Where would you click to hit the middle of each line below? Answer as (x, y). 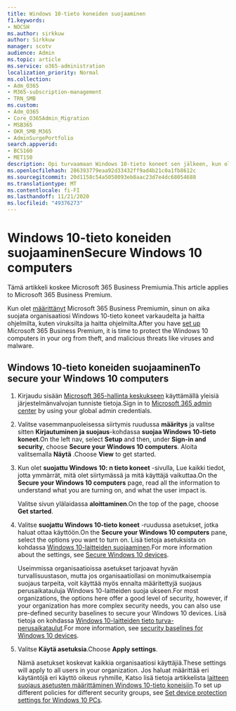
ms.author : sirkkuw (36, 33)
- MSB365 (20, 125)
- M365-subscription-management (54, 92)
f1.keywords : (26, 20)
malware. (21, 346)
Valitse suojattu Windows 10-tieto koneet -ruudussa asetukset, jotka (118, 525)
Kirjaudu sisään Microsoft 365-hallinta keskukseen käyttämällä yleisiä (118, 396)
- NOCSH (19, 27)
